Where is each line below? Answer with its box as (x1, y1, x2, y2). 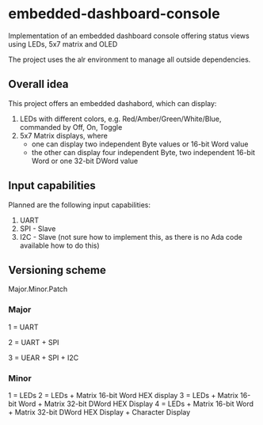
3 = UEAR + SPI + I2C (8, 353, 79, 362)
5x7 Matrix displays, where (19, 131, 109, 140)
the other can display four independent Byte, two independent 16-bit (31, 147, 256, 157)
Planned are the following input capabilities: (8, 199, 151, 210)
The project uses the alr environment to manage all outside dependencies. (8, 55, 251, 64)
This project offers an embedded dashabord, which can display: (8, 98, 217, 108)
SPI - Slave (19, 223, 56, 233)
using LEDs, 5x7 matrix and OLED (8, 39, 118, 48)
